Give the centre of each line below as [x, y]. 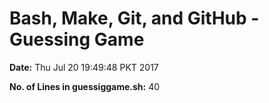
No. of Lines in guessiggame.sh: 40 [85, 86]
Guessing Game [77, 39]
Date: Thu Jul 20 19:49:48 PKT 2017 [84, 67]
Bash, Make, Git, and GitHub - [134, 18]
